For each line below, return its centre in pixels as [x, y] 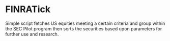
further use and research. [32, 34]
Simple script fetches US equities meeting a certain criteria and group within [85, 23]
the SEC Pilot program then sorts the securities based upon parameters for [84, 28]
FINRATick [28, 9]
